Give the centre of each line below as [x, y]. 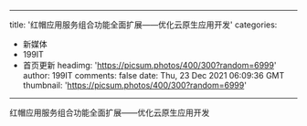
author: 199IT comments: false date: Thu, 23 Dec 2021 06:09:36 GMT [153, 75]
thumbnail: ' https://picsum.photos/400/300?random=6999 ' [134, 85]
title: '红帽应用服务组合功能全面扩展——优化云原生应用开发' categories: [143, 25]
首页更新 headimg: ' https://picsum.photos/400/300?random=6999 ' [149, 65]
